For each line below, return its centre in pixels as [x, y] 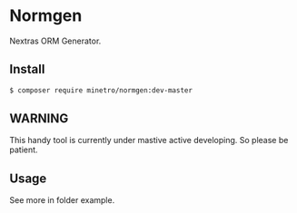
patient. [24, 150]
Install [27, 69]
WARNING [39, 119]
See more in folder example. [62, 200]
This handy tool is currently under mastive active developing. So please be [149, 140]
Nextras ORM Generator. [55, 41]
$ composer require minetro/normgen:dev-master [101, 90]
